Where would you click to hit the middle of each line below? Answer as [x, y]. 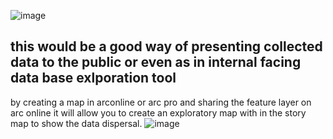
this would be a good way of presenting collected [166, 46]
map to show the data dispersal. [76, 123]
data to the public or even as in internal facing [156, 62]
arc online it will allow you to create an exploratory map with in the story [158, 112]
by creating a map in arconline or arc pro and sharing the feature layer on [161, 102]
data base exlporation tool [93, 78]
